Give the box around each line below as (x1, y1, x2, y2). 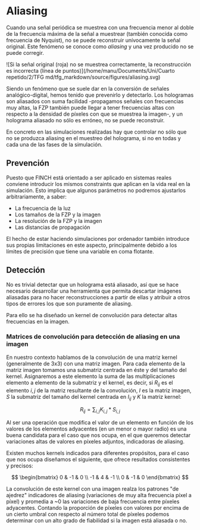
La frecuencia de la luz (14, 204, 71, 212)
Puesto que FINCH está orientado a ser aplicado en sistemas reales (6, 174, 172, 181)
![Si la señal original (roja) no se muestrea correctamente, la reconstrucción (6, 61, 192, 68)
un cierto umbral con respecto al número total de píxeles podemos (6, 511, 170, 518)
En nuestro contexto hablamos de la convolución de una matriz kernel (6, 354, 177, 361)
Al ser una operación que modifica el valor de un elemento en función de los (6, 419, 193, 426)
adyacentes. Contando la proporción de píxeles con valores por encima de (6, 504, 189, 512)
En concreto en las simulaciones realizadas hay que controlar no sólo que (6, 128, 187, 135)
